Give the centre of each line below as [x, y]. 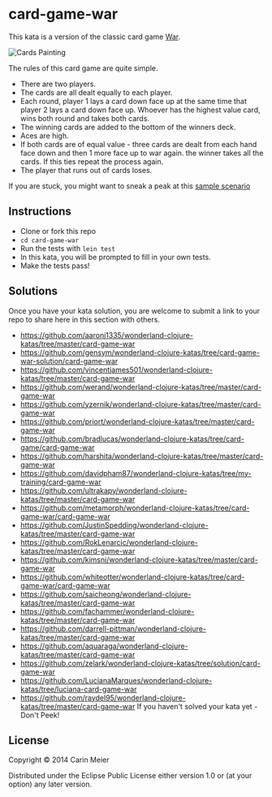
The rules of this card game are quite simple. [83, 68]
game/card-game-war [57, 447]
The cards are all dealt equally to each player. [96, 92]
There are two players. [58, 84]
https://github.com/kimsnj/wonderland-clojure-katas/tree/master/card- [139, 559]
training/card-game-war [60, 482]
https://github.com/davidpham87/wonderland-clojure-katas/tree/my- [136, 473]
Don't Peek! [40, 715]
